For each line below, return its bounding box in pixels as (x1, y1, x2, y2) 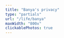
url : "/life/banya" (5, 16, 46, 21)
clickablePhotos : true (5, 26, 53, 31)
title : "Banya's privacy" (5, 7, 59, 12)
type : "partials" (5, 12, 42, 17)
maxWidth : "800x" (5, 21, 42, 26)
